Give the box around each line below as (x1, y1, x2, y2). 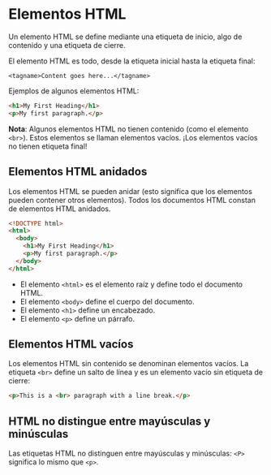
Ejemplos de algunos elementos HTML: (8, 86, 140, 96)
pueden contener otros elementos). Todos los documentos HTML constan (8, 195, 256, 205)
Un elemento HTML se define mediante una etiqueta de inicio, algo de (8, 32, 243, 41)
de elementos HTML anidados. (8, 204, 111, 214)
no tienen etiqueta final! (8, 141, 88, 151)
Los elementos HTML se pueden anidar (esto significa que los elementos (8, 186, 253, 196)
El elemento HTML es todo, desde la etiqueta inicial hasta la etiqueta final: (8, 56, 256, 66)
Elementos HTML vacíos (8, 338, 134, 352)
